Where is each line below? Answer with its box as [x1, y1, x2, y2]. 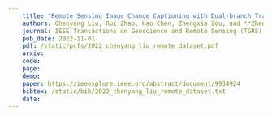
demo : [22, 72, 41, 80]
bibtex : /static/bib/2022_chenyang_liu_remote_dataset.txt [22, 87, 227, 96]
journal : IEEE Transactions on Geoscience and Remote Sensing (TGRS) [22, 27, 263, 35]
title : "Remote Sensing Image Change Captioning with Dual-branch [22, 11, 252, 20]
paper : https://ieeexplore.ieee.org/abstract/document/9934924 [22, 79, 241, 87]
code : [22, 57, 41, 66]
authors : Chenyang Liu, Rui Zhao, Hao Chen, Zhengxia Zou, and [22, 19, 241, 28]
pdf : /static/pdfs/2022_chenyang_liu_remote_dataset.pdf [22, 42, 219, 50]
